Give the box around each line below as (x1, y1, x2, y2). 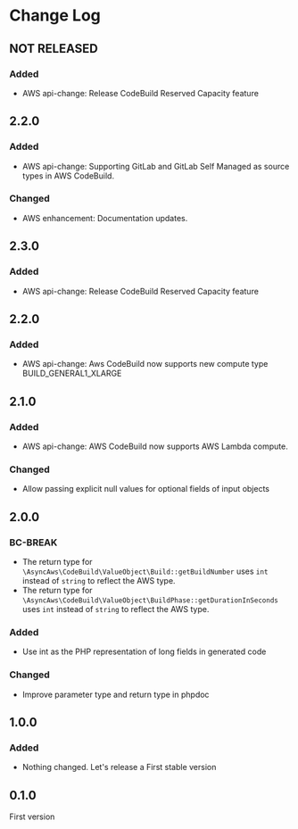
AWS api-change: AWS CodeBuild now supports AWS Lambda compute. (21, 441, 288, 452)
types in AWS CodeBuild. (21, 170, 114, 181)
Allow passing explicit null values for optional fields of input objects (21, 484, 270, 494)
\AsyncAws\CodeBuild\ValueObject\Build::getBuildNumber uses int (21, 566, 269, 576)
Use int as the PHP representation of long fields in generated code (21, 646, 267, 657)
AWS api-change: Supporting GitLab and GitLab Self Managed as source (21, 161, 290, 171)
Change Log (9, 5, 101, 26)
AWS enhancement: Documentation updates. (21, 212, 188, 223)
